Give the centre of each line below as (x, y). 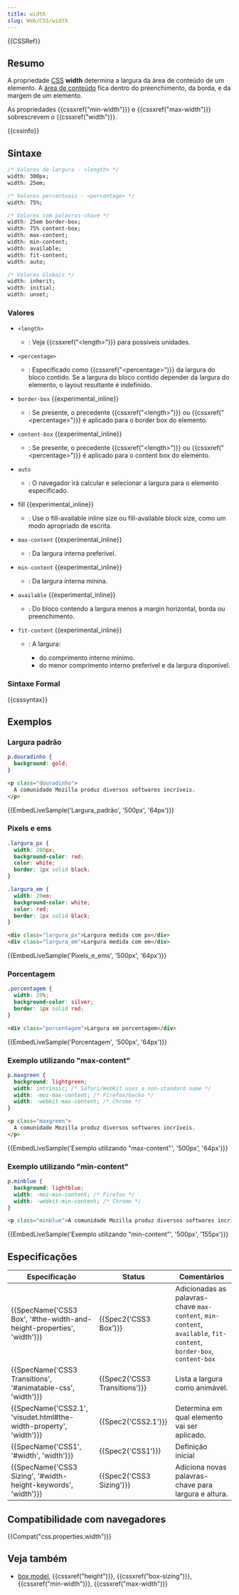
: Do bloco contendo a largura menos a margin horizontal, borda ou (127, 609)
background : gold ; (41, 764)
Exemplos (30, 722)
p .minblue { (25, 1181)
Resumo (26, 63)
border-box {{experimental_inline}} (68, 399)
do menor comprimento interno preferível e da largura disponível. (134, 666)
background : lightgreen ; (51, 1081)
